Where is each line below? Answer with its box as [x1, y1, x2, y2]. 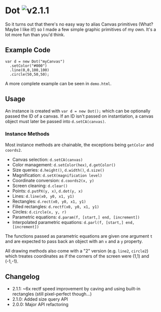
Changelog [5, 273, 40, 281]
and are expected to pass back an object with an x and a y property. [5, 238, 143, 244]
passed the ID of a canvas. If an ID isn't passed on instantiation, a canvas [5, 113, 154, 119]
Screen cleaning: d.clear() [12, 183, 68, 188]
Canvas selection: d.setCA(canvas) [12, 156, 83, 162]
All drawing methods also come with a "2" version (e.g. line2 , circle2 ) [5, 248, 149, 253]
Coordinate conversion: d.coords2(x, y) [12, 177, 95, 183]
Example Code [5, 46, 51, 54]
